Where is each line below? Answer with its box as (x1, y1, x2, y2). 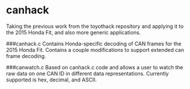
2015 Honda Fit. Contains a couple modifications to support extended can (6, 46, 185, 53)
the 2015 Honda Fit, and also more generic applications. (6, 29, 141, 35)
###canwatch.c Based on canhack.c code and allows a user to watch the (6, 63, 184, 70)
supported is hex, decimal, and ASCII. (6, 76, 97, 83)
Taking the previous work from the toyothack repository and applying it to (6, 23, 184, 30)
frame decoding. (6, 52, 46, 59)
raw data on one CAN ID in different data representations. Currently (6, 70, 169, 77)
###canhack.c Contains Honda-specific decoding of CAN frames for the (6, 40, 182, 47)
